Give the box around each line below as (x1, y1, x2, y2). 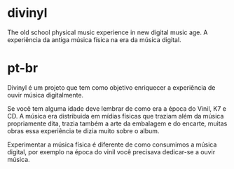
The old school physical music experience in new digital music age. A (7, 28, 208, 36)
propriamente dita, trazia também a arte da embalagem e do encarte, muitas (7, 119, 228, 128)
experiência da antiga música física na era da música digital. (7, 35, 181, 43)
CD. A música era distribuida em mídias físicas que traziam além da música (7, 111, 224, 120)
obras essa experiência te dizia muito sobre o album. (7, 126, 160, 135)
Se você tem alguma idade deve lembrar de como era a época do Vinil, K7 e (7, 104, 226, 113)
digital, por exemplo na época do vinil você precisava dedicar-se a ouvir (7, 147, 216, 156)
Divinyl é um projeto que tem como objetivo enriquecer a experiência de (7, 83, 216, 92)
